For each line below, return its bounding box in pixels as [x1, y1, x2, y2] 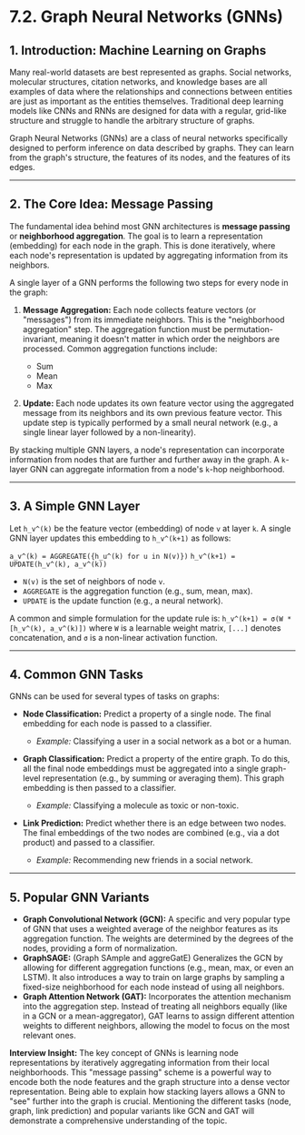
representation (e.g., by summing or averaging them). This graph [42, 773, 285, 784]
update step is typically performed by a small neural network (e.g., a [22, 417, 279, 428]
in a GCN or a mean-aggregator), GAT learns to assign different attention [22, 1010, 295, 1021]
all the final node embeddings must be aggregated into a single [22, 763, 259, 775]
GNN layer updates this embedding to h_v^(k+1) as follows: [9, 532, 231, 543]
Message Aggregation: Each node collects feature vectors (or [22, 304, 257, 315]
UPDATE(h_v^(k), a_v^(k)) [9, 560, 107, 569]
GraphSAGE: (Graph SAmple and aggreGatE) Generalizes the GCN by [22, 953, 283, 964]
